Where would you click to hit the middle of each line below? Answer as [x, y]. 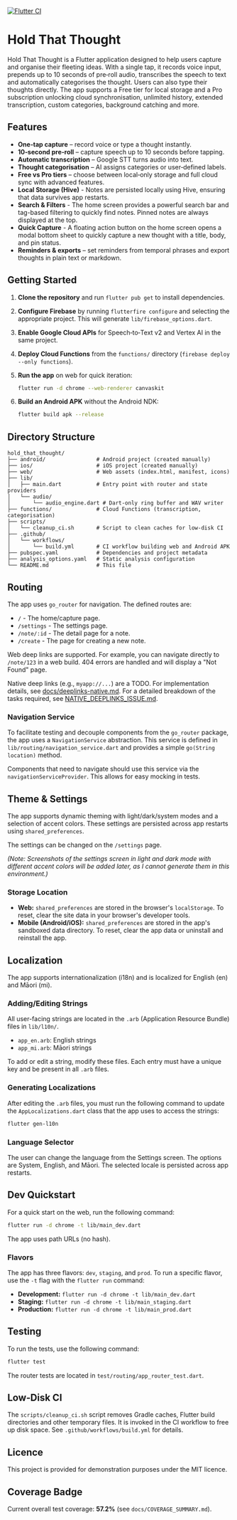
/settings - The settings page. [62, 626]
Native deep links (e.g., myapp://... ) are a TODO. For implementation [108, 683]
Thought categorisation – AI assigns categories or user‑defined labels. [122, 167]
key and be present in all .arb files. [58, 1069]
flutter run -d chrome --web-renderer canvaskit [91, 388]
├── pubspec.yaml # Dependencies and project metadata [108, 553]
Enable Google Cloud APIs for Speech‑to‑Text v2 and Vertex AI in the [119, 332]
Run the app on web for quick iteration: [75, 375]
